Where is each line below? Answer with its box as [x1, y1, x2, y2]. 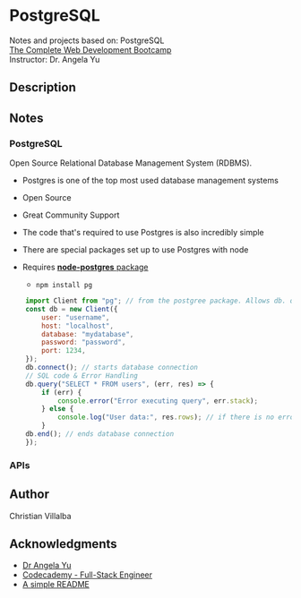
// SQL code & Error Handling [25, 371, 139, 380]
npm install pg [35, 281, 92, 290]
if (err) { [41, 388, 82, 397]
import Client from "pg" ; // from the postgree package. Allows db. [25, 296, 287, 305]
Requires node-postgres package [21, 261, 150, 273]
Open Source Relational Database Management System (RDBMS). [9, 158, 253, 168]
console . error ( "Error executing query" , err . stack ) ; [56, 396, 258, 406]
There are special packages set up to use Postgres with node [21, 244, 249, 255]
